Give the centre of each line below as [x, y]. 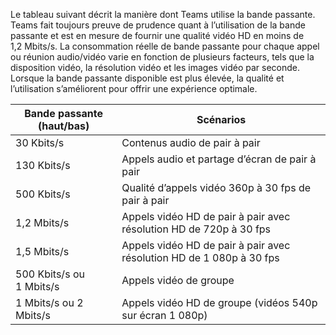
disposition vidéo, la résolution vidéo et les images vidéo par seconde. [155, 67]
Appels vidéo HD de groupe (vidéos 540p [219, 302]
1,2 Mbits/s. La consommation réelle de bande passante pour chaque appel [165, 46]
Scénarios [221, 119]
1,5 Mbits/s [42, 251]
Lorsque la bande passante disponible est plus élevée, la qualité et [147, 78]
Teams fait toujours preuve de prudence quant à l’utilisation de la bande [158, 25]
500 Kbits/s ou [50, 274]
